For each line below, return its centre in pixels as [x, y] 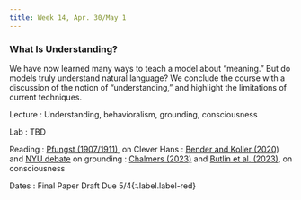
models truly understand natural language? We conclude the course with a [147, 78]
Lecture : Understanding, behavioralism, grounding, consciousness [133, 114]
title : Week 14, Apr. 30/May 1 [68, 17]
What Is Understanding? [64, 48]
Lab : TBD [28, 132]
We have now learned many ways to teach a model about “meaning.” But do [150, 68]
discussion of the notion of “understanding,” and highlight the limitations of [148, 87]
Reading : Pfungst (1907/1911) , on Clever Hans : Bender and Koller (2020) [145, 149]
